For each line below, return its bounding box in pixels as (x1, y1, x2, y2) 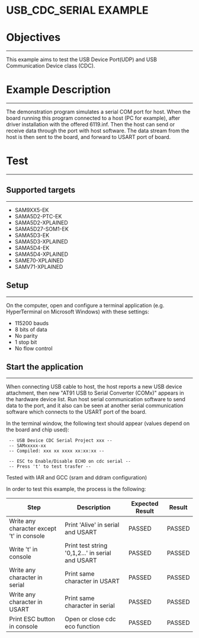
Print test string (65, 541, 108, 550)
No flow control (14, 345, 53, 352)
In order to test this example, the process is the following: (6, 485, 146, 493)
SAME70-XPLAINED (14, 256, 64, 264)
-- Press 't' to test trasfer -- (8, 464, 92, 469)
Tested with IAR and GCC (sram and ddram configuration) (6, 474, 147, 481)
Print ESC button (9, 615, 55, 623)
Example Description (6, 83, 111, 97)
